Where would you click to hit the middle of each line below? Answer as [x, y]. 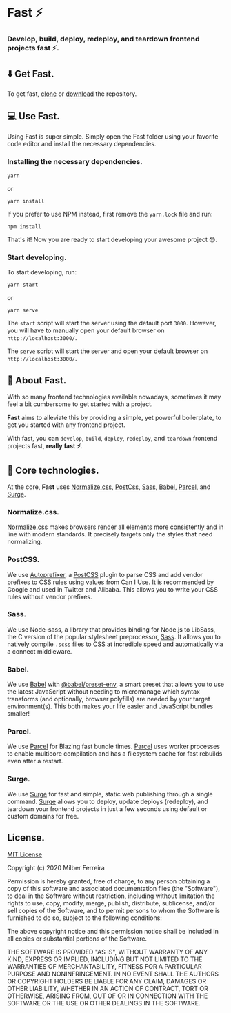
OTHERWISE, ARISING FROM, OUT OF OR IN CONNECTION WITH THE [108, 996]
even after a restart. [35, 761]
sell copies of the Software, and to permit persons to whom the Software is [114, 910]
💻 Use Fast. [33, 116]
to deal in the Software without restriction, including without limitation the [111, 896]
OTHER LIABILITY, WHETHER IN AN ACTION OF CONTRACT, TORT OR [108, 988]
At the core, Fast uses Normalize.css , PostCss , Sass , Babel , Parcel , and [109, 487]
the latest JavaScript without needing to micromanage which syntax [103, 692]
